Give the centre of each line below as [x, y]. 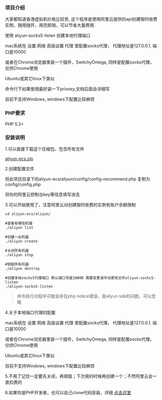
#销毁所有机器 [17, 264]
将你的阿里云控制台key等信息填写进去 [43, 194]
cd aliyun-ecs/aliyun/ [28, 214]
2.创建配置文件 [20, 168]
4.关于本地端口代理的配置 [30, 312]
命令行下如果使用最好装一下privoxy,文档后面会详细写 [57, 89]
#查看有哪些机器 [19, 223]
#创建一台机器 [17, 237]
